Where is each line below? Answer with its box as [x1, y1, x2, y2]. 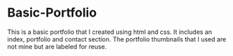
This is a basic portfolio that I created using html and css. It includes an [7, 28, 212, 36]
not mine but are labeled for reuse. [7, 42, 107, 50]
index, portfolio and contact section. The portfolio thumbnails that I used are [7, 35, 227, 43]
